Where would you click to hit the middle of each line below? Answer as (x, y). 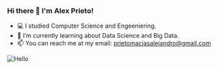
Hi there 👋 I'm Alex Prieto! (51, 11)
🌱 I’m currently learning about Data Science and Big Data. (98, 36)
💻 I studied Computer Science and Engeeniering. (86, 26)
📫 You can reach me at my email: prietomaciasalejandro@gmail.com (114, 43)
